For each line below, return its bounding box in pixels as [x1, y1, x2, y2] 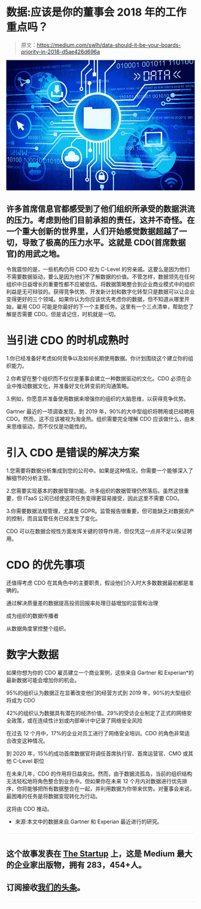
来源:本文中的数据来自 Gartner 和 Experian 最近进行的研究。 [14, 818, 163, 825]
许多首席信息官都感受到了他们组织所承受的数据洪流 [6, 204, 195, 214]
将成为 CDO [6, 696, 35, 704]
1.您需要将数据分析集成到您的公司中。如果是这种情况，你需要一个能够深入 [6, 466, 188, 474]
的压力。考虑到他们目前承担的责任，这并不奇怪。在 [6, 215, 195, 225]
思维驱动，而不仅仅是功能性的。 [11, 423, 90, 430]
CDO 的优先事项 [6, 558, 85, 572]
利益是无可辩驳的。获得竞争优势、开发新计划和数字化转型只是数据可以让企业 [6, 288, 195, 295]
